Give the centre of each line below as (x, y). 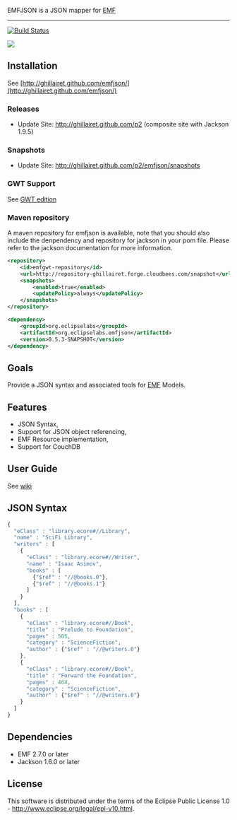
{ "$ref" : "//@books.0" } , (71, 577)
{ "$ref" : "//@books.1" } (69, 584)
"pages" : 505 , (48, 636)
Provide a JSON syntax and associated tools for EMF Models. (96, 385)
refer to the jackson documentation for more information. (90, 248)
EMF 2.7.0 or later (43, 754)
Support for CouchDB (49, 447)
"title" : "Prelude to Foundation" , (80, 629)
